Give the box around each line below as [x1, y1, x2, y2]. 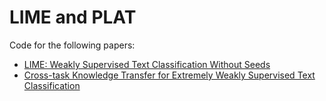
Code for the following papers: [9, 39, 136, 51]
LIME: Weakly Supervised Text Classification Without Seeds [23, 58, 271, 70]
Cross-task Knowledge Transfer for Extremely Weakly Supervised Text [23, 69, 316, 81]
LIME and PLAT [9, 6, 137, 29]
